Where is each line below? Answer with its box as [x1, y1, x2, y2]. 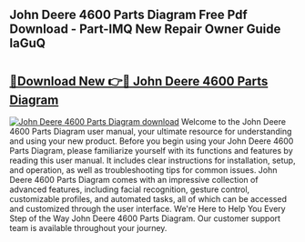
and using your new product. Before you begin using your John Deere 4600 [9, 136, 294, 146]
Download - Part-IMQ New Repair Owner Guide [9, 22, 281, 37]
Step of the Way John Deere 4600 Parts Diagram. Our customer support [9, 213, 280, 224]
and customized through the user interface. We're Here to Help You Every [9, 204, 286, 214]
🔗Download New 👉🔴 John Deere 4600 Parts [9, 73, 269, 89]
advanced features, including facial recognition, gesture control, [9, 184, 250, 195]
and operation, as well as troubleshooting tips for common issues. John [9, 165, 278, 176]
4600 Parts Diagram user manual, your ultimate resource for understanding [9, 126, 292, 136]
